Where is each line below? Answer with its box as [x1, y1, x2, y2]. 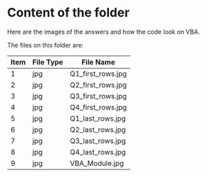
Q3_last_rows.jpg [70, 136, 126, 145]
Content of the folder [7, 5, 130, 21]
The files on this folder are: [7, 41, 84, 49]
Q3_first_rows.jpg [70, 91, 128, 101]
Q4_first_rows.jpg [70, 102, 128, 112]
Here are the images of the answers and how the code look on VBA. [7, 28, 200, 36]
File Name [81, 57, 115, 67]
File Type [32, 57, 63, 67]
